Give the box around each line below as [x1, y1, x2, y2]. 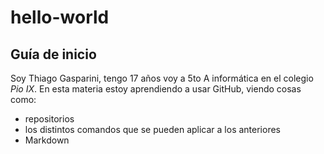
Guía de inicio [10, 46, 97, 63]
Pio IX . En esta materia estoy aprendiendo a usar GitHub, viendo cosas [10, 83, 302, 95]
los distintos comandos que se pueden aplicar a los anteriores [24, 124, 281, 135]
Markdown [24, 134, 70, 146]
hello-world [10, 6, 110, 29]
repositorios [24, 113, 75, 125]
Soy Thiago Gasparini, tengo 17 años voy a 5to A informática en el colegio [10, 72, 314, 84]
